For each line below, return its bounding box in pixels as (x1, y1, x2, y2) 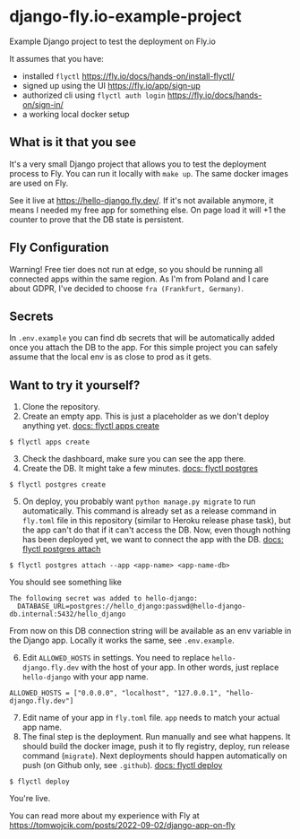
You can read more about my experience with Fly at (9, 810, 200, 821)
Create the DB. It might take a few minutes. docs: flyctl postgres (21, 463, 258, 474)
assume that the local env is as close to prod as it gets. (9, 351, 212, 362)
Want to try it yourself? (9, 377, 141, 393)
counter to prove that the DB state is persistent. (9, 213, 184, 225)
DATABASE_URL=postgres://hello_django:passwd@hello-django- (17, 602, 246, 611)
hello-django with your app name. (21, 671, 150, 682)
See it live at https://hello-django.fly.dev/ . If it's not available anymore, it (9, 195, 274, 205)
